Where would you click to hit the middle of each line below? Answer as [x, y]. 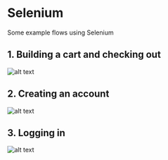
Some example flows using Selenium [60, 32]
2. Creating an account [58, 94]
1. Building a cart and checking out [84, 55]
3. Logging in [36, 133]
